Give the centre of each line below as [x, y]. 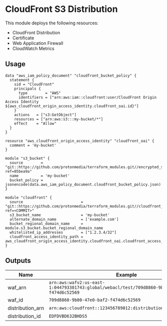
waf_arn [17, 287]
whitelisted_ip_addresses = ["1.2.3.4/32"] [63, 232]
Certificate [23, 38]
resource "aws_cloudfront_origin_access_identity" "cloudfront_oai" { [80, 141]
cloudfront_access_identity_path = [46, 237]
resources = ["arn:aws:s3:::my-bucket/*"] [59, 119]
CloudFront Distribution [36, 32]
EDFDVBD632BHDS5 [68, 316]
